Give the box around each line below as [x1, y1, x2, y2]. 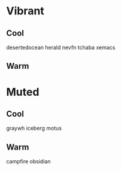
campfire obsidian [6, 158, 51, 165]
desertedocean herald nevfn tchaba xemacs [6, 44, 116, 51]
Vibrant [6, 4, 45, 18]
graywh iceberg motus [6, 124, 62, 132]
